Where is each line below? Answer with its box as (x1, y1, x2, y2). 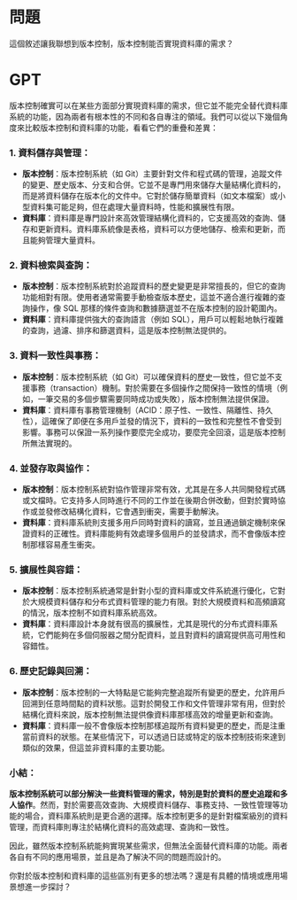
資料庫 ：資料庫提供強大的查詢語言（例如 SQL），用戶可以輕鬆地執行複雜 (21, 314, 285, 325)
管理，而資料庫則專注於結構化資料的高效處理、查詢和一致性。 (9, 821, 234, 832)
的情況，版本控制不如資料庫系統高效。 (21, 608, 162, 618)
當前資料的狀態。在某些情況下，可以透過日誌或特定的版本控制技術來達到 (21, 731, 286, 741)
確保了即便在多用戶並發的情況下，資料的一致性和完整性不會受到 (49, 415, 282, 426)
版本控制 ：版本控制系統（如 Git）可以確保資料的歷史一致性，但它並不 (21, 371, 276, 382)
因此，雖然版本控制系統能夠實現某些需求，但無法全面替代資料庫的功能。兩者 (9, 840, 288, 850)
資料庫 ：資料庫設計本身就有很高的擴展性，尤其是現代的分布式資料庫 (21, 618, 270, 629)
